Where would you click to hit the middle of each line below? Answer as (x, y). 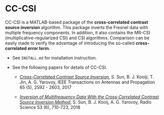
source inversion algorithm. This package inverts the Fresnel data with (77, 27)
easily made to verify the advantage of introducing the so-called (70, 43)
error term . (39, 48)
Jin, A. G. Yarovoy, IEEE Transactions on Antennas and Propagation (87, 82)
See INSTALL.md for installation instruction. (54, 57)
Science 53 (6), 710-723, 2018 (50, 107)
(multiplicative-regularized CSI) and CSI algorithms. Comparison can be (77, 38)
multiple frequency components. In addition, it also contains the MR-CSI (78, 32)
